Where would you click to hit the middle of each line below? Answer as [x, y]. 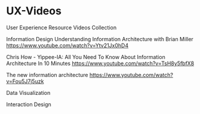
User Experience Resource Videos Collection [61, 27]
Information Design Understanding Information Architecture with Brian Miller [100, 39]
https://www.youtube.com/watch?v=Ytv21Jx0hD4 [67, 45]
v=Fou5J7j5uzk [25, 81]
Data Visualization [28, 93]
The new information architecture [47, 75]
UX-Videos [34, 11]
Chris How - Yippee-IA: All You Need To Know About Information [86, 57]
